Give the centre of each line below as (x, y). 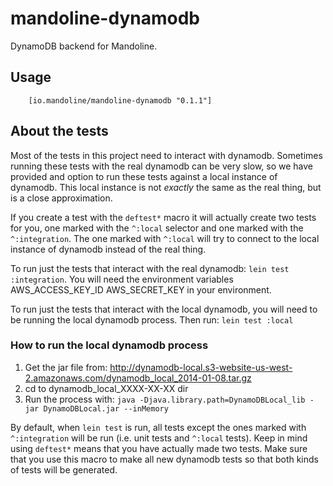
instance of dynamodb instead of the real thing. (108, 249)
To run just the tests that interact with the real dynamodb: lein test (150, 268)
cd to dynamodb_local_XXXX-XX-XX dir (106, 388)
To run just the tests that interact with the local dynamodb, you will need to (164, 309)
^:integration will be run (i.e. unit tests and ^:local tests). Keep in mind (159, 438)
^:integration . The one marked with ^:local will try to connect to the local (165, 238)
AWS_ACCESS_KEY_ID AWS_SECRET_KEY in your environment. (141, 289)
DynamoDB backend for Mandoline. (84, 46)
